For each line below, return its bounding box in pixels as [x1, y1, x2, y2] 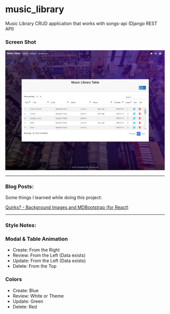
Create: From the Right [12, 247, 60, 253]
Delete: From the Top [12, 263, 57, 269]
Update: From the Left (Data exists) [12, 258, 86, 264]
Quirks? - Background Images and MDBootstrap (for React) [5, 204, 129, 210]
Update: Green [12, 298, 44, 304]
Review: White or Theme [12, 293, 64, 299]
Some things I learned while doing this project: [5, 195, 102, 201]
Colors [5, 276, 22, 283]
